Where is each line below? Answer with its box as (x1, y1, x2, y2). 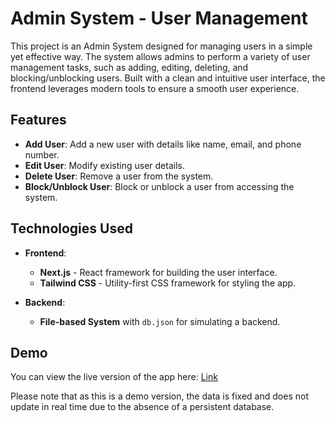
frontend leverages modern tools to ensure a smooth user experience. (10, 82, 300, 94)
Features (10, 112, 67, 129)
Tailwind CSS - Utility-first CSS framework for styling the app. (39, 277, 297, 289)
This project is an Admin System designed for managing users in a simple (10, 40, 313, 52)
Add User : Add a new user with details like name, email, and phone (24, 138, 302, 150)
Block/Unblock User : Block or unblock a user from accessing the (24, 180, 295, 192)
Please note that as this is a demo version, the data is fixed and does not (10, 390, 309, 402)
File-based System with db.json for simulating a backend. (39, 315, 281, 327)
